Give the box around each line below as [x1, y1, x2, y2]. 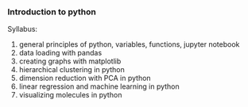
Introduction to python [7, 6, 97, 17]
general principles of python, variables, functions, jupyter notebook [18, 40, 240, 49]
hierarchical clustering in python [18, 65, 125, 75]
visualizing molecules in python [18, 90, 122, 100]
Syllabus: [7, 25, 37, 34]
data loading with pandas [18, 48, 103, 58]
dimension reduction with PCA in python [18, 74, 152, 83]
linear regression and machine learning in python [18, 82, 180, 91]
